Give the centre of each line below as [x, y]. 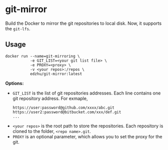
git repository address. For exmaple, [50, 98]
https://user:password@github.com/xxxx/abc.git [63, 108]
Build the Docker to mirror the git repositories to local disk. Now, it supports [83, 23]
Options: [15, 83]
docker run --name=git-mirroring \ [43, 56]
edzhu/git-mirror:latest [56, 74]
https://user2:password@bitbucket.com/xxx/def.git [67, 112]
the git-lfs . [18, 28]
